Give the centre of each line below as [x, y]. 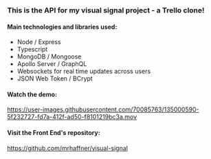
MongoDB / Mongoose [49, 56]
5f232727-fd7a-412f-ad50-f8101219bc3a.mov [72, 117]
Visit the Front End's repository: [54, 132]
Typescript [32, 50]
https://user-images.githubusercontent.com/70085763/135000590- [103, 109]
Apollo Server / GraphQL [52, 64]
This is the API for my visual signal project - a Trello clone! [106, 10]
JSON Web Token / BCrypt [55, 78]
